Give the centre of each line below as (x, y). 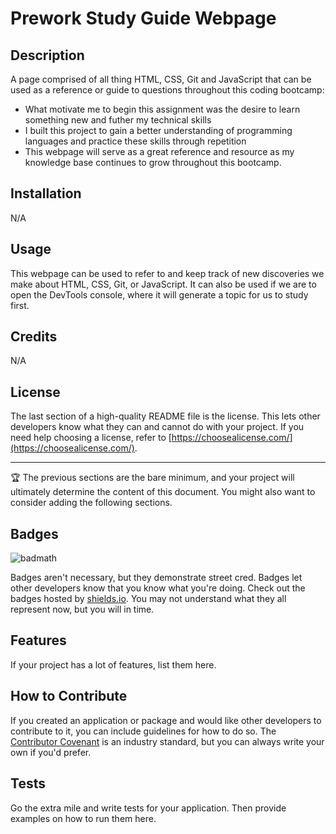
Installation (46, 193)
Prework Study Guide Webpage (143, 18)
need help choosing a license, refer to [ (91, 438)
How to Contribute (69, 696)
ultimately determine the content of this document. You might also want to (163, 492)
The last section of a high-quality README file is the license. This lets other (165, 416)
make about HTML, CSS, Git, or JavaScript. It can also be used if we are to (163, 284)
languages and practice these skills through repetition (135, 141)
